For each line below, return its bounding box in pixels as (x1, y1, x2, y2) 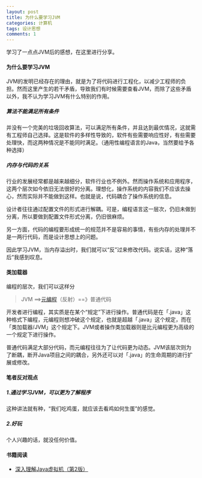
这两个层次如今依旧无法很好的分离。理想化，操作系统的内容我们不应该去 (6, 185, 185, 192)
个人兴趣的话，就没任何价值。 (6, 437, 80, 443)
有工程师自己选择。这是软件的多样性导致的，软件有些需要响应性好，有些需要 (6, 132, 196, 139)
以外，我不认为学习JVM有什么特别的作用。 (6, 93, 113, 100)
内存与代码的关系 (6, 161, 49, 168)
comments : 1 (6, 31, 36, 37)
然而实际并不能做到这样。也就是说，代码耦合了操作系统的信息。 (16, 193, 175, 200)
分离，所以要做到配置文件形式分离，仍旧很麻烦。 (6, 213, 127, 220)
